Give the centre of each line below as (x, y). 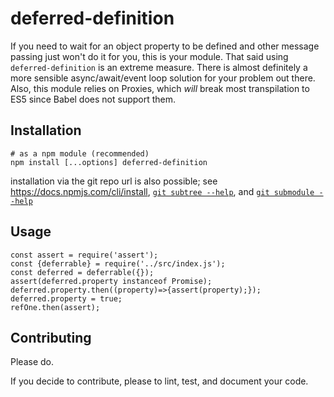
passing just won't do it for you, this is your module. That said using (149, 56)
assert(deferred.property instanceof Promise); (111, 281)
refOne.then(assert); (55, 307)
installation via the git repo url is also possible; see (114, 181)
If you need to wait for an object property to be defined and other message (165, 46)
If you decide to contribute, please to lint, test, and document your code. (159, 381)
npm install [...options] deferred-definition (109, 162)
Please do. (32, 362)
